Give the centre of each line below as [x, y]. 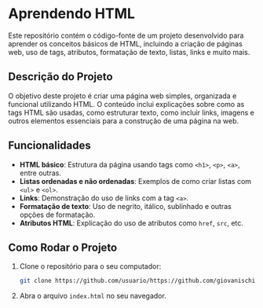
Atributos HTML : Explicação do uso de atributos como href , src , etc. [131, 223]
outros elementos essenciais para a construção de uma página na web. [124, 121]
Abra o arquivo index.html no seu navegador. [93, 296]
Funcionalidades [50, 146]
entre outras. [40, 173]
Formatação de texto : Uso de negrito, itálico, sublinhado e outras [125, 206]
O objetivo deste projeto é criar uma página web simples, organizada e [122, 96]
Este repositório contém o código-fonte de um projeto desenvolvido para [126, 35]
